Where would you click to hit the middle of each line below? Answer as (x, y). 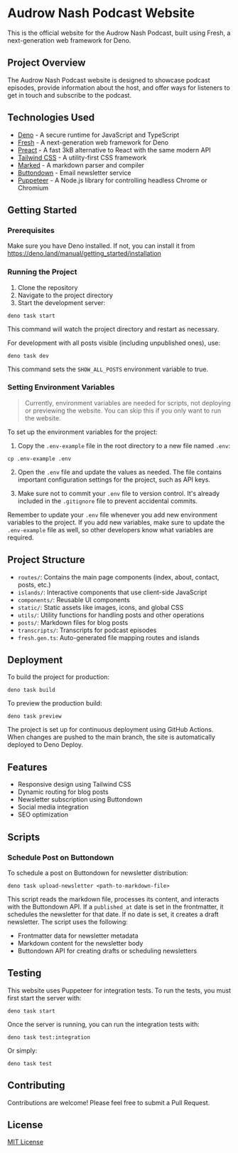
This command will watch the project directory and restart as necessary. (113, 329)
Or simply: (22, 1050)
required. (21, 537)
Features (27, 767)
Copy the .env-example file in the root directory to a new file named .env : (124, 445)
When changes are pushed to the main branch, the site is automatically (111, 737)
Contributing (36, 1086)
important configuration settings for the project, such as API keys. (114, 480)
